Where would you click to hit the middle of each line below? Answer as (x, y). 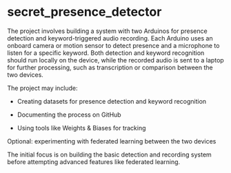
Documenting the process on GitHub (69, 115)
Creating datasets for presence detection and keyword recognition (112, 101)
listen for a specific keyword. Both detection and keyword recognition (106, 53)
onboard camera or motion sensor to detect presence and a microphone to (113, 45)
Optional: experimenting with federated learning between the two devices (112, 141)
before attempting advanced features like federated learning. (94, 161)
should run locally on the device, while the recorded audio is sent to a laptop (115, 60)
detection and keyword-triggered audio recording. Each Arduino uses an (110, 38)
